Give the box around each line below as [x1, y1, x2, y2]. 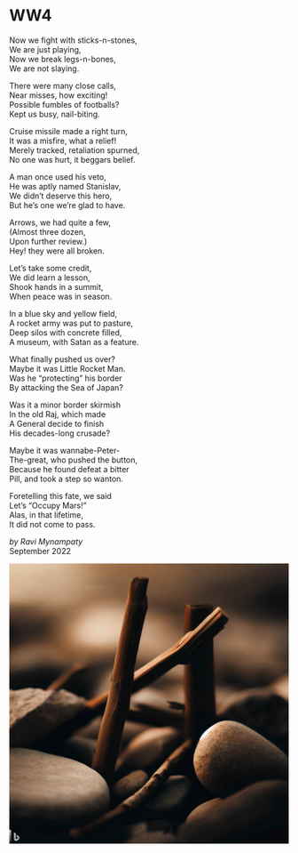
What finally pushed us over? [9, 353, 115, 365]
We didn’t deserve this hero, [9, 190, 113, 201]
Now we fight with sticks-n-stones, [9, 35, 137, 45]
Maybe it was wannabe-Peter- [9, 445, 121, 455]
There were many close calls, [9, 80, 117, 91]
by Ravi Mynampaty [9, 535, 83, 547]
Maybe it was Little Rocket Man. [9, 363, 126, 374]
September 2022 [9, 545, 71, 556]
